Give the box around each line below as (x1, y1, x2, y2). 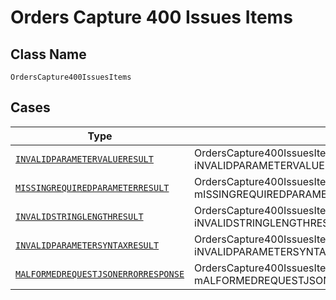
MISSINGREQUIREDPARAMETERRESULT (15, 182, 170, 193)
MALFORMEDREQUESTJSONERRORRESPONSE (15, 268, 185, 280)
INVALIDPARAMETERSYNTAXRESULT (15, 239, 160, 251)
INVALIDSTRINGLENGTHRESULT (15, 211, 144, 222)
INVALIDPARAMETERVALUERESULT (15, 153, 154, 165)
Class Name (10, 46, 87, 63)
